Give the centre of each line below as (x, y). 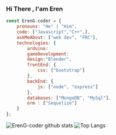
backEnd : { (40, 81)
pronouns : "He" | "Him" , (47, 27)
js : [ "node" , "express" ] (68, 87)
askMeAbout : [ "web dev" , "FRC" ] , (57, 37)
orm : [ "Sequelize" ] (52, 103)
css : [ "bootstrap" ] (61, 70)
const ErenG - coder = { (34, 21)
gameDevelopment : (48, 54)
